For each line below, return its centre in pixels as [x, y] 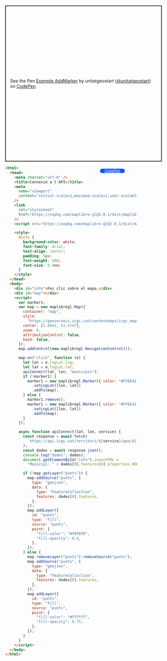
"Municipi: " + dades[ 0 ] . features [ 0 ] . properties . [80, 464]
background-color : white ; [50, 242]
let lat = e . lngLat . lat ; [49, 367]
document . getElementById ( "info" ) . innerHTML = [71, 460]
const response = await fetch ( [55, 437]
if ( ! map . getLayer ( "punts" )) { [55, 473]
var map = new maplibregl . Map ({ [52, 307]
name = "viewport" [35, 191]
